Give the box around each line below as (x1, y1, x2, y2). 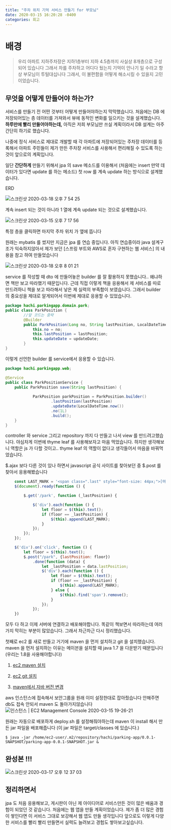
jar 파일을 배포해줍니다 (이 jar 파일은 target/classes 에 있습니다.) (10, 725, 139, 731)
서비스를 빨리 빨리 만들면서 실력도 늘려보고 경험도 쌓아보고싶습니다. (10, 819, 144, 825)
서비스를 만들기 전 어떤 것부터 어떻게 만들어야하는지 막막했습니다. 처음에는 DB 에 (5, 108, 165, 115)
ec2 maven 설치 (12, 662, 46, 668)
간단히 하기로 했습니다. (5, 128, 50, 134)
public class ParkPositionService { (5, 380, 83, 385)
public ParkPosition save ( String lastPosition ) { (14, 384, 122, 390)
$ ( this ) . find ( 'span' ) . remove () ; (60, 592, 129, 597)
